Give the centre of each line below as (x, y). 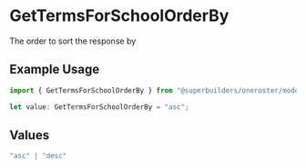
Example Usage (55, 69)
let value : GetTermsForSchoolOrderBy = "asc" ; (99, 107)
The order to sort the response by (73, 41)
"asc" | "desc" (38, 156)
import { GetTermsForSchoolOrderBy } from (91, 90)
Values (30, 135)
